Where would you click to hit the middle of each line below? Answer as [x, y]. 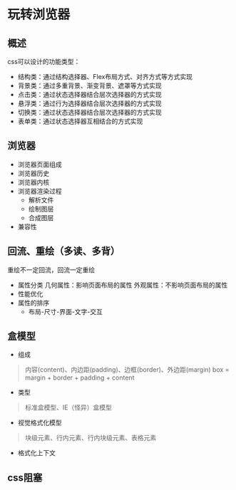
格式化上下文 [36, 453]
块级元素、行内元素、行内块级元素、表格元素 [91, 438]
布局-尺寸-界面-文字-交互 [66, 311]
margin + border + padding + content [79, 377]
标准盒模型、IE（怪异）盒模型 [68, 407]
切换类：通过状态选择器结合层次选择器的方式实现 [89, 112]
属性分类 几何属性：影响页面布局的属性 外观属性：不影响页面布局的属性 [123, 285]
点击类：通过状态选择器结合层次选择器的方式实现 [89, 94]
